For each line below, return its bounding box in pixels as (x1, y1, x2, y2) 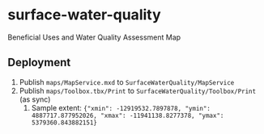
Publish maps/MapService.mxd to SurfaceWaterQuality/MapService (19, 77, 235, 86)
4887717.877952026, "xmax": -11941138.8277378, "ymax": (31, 111, 224, 119)
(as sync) (19, 94, 51, 104)
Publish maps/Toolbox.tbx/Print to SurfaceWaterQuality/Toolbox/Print (19, 86, 257, 95)
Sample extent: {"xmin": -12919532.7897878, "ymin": (31, 103, 211, 112)
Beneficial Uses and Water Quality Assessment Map (7, 32, 181, 42)
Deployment (7, 56, 71, 69)
